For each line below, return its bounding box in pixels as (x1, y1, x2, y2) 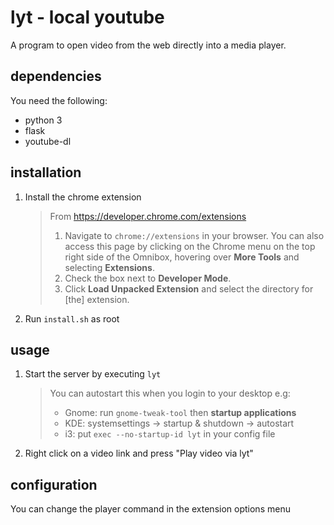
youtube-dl (24, 135, 72, 147)
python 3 (24, 114, 63, 126)
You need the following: (10, 94, 108, 106)
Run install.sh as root (24, 312, 120, 325)
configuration (10, 476, 98, 493)
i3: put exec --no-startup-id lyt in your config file (64, 428, 276, 440)
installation (10, 164, 82, 181)
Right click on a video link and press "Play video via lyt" (24, 447, 254, 460)
